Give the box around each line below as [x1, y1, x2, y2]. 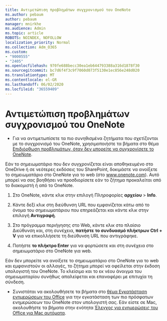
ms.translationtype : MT [5, 73, 55, 78]
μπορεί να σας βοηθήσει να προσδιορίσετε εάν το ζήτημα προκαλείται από [5, 177, 161, 183]
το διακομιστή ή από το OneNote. [5, 183, 74, 189]
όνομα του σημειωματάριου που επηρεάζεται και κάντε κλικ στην [12, 207, 149, 213]
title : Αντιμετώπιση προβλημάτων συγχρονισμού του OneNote [5, 7, 131, 13]
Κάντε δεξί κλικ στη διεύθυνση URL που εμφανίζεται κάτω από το [12, 202, 150, 208]
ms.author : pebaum [5, 12, 43, 17]
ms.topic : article [5, 31, 43, 36]
